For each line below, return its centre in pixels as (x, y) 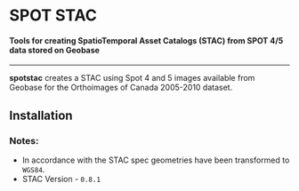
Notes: (24, 140)
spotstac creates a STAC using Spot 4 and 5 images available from (132, 78)
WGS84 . (33, 170)
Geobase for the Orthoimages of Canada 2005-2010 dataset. (121, 88)
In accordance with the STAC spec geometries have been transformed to (156, 160)
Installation (41, 115)
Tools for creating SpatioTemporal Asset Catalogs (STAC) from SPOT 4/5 (146, 40)
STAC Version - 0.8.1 (61, 179)
